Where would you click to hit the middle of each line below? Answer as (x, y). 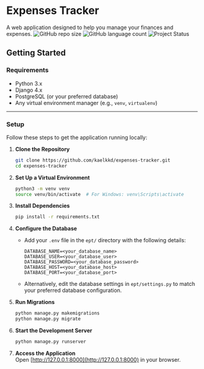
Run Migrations (35, 302)
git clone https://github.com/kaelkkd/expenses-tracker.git (93, 160)
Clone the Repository (42, 149)
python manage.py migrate (48, 319)
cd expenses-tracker (41, 166)
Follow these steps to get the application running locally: (77, 137)
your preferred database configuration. (73, 290)
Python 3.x (29, 83)
